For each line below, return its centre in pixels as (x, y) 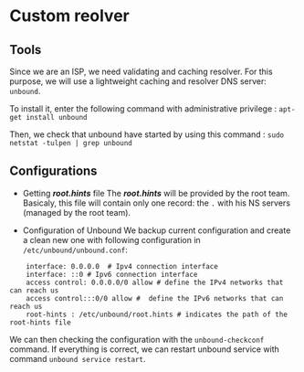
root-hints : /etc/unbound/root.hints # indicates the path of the (157, 314)
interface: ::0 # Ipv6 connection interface (112, 274)
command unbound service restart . (78, 358)
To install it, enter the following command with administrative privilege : (143, 109)
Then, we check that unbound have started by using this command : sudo (147, 134)
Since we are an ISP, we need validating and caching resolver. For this (141, 71)
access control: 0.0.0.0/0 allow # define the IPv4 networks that (155, 282)
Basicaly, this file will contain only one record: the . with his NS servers (156, 203)
